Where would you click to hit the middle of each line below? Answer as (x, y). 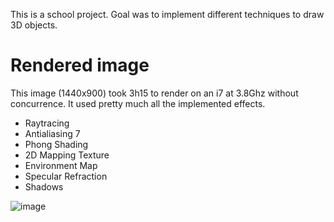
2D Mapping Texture (67, 155)
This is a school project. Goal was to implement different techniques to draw (167, 14)
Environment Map (61, 165)
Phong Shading (56, 144)
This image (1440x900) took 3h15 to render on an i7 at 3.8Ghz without (154, 93)
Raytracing (47, 123)
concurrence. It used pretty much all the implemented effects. (138, 103)
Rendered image (80, 65)
